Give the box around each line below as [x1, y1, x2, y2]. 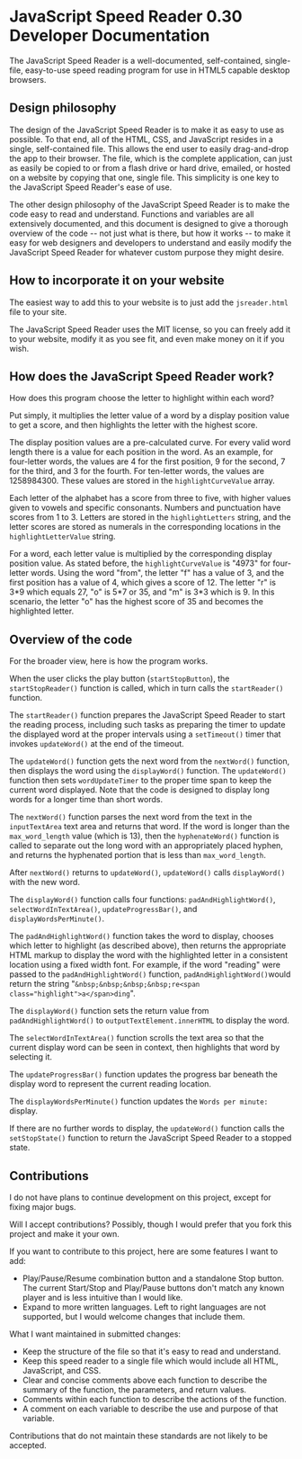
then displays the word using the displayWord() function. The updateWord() [9, 765, 287, 776]
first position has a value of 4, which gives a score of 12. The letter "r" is [9, 577, 277, 588]
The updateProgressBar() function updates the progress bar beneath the [9, 1069, 279, 1080]
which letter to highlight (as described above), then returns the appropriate [9, 940, 287, 951]
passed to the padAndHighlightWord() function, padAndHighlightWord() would [9, 969, 291, 980]
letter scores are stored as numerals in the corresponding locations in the [9, 522, 281, 533]
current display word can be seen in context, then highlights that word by [9, 1042, 280, 1053]
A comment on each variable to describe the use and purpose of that [22, 1403, 279, 1414]
